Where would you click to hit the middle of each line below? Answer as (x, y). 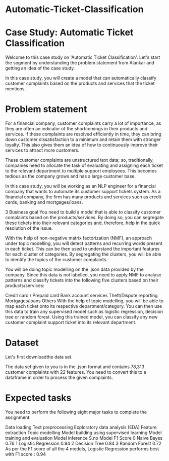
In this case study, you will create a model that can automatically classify (81, 78)
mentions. (16, 89)
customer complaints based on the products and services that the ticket (80, 83)
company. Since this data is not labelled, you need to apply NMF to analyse (83, 275)
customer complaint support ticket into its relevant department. (71, 323)
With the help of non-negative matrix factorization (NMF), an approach (79, 238)
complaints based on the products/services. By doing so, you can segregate (84, 218)
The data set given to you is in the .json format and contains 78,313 (75, 367)
